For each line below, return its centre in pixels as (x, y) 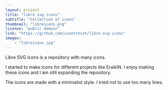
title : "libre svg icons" (32, 15)
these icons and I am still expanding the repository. (58, 72)
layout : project (22, 10)
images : (13, 38)
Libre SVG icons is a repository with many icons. (56, 57)
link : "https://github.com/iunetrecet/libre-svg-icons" (65, 33)
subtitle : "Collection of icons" (40, 19)
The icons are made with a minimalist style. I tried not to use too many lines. (84, 82)
